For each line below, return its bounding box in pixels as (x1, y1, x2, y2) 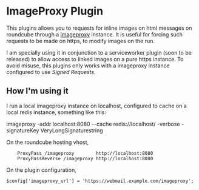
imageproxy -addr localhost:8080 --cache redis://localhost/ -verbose (6, 120, 180, 127)
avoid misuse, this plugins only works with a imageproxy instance (6, 62, 170, 69)
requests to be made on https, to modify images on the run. (6, 37, 155, 44)
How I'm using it (6, 86, 69, 97)
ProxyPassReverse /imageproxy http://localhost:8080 (17, 155, 153, 161)
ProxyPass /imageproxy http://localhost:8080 (17, 150, 153, 156)
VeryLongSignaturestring (40, 126, 103, 134)
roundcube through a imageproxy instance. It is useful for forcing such (6, 30, 183, 38)
